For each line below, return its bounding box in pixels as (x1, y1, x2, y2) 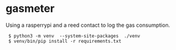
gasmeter (5, 2, 55, 15)
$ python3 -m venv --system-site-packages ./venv (8, 33, 141, 39)
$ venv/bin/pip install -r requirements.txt (8, 38, 121, 44)
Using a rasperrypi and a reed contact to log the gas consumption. (5, 21, 171, 29)
